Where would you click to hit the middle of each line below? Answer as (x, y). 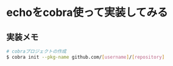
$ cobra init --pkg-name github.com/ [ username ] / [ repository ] (86, 57)
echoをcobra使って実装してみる (87, 13)
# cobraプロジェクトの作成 (37, 51)
